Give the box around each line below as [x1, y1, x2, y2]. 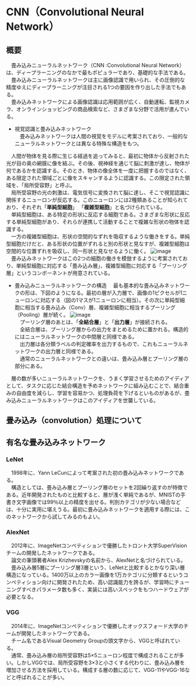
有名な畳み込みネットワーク [6, 437, 106, 447]
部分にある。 [14, 362, 45, 369]
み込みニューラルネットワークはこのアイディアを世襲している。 [6, 397, 159, 404]
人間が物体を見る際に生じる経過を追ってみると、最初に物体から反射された [10, 153, 190, 159]
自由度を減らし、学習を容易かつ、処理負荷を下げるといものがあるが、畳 [16, 390, 190, 396]
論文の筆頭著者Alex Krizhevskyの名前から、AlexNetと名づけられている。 [10, 557, 186, 564]
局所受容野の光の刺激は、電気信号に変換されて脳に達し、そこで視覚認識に [10, 189, 190, 196]
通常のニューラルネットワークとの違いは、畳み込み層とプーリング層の [19, 355, 188, 362]
